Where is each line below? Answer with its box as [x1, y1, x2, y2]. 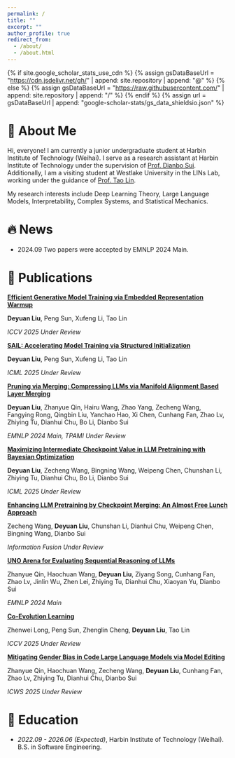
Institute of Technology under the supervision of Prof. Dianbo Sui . [7, 161, 196, 169]
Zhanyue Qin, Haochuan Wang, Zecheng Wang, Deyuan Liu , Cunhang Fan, [7, 666, 223, 675]
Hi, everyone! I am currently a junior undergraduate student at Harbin [7, 146, 206, 154]
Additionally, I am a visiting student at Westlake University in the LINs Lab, [7, 168, 220, 177]
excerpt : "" [7, 23, 42, 30]
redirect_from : [7, 36, 52, 43]
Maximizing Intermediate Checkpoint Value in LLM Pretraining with [7, 445, 206, 453]
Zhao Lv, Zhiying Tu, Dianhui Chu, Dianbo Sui [7, 674, 137, 682]
